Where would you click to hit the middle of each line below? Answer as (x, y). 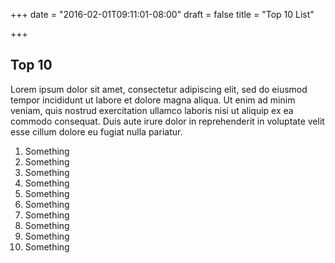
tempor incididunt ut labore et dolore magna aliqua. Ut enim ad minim (153, 100)
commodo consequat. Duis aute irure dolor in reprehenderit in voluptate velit (167, 121)
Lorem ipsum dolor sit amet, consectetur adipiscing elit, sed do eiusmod (159, 89)
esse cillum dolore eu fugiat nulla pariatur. (96, 131)
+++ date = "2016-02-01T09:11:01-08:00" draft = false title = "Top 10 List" (162, 14)
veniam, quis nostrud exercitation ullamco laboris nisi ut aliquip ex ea (152, 110)
